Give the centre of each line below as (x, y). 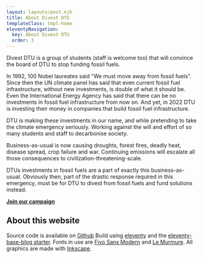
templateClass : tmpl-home (39, 23)
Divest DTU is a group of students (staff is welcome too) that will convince (100, 58)
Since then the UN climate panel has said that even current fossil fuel (93, 83)
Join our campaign (31, 201)
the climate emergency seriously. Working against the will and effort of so (99, 127)
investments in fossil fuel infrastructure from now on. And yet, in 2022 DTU (101, 102)
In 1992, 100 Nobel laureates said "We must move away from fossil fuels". (99, 76)
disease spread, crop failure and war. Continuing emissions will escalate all (101, 152)
